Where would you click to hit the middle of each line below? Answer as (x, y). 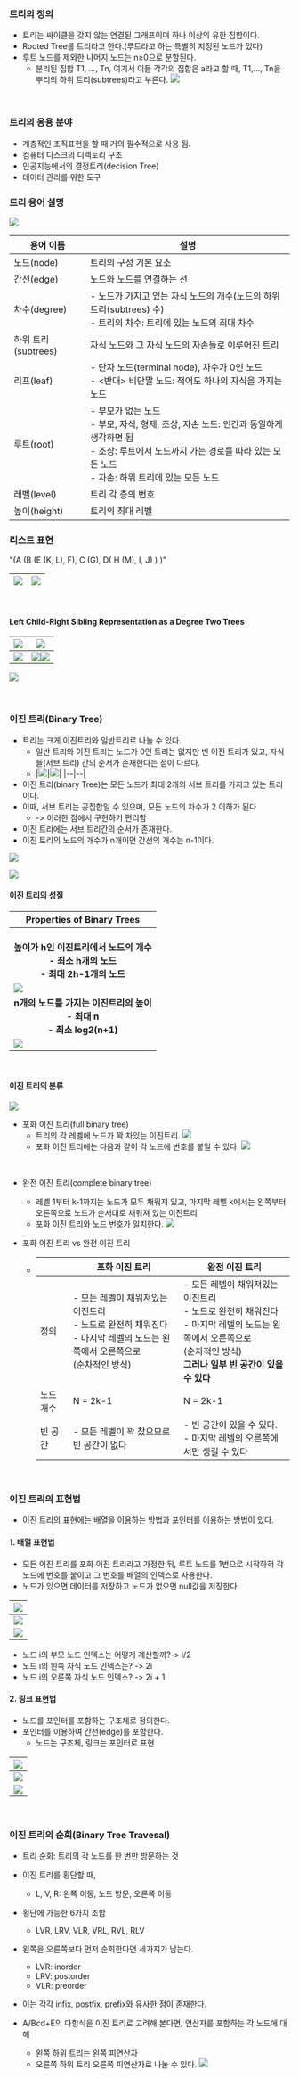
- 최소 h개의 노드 (83, 960)
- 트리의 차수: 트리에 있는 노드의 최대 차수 (173, 323)
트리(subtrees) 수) (127, 309)
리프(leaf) (33, 381)
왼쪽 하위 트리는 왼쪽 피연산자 (86, 2053)
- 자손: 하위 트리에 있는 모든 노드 (155, 477)
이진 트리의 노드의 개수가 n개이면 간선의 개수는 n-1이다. (118, 840)
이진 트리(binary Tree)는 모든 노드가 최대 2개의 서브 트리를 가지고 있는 (144, 784)
